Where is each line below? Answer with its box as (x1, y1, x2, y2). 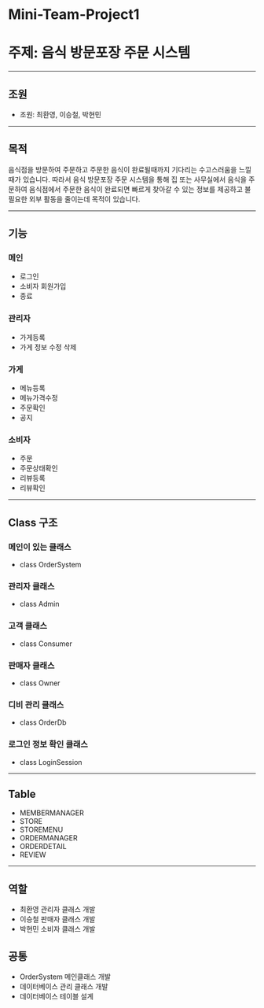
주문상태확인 (19, 463, 59, 473)
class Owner (19, 678, 60, 688)
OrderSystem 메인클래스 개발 (19, 972, 112, 981)
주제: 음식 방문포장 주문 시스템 (8, 44, 191, 62)
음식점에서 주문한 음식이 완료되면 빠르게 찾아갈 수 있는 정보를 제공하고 (28, 184, 244, 194)
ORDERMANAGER (19, 833, 78, 843)
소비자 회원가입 (19, 282, 67, 291)
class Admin (19, 600, 60, 609)
